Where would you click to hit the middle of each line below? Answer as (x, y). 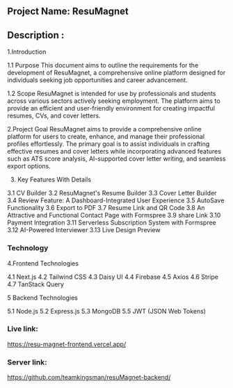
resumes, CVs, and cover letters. (54, 116)
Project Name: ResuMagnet (68, 11)
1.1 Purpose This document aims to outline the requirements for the (103, 65)
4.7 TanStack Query (36, 284)
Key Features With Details (54, 179)
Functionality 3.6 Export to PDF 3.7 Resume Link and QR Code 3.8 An (106, 208)
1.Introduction (27, 52)
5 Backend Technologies (42, 298)
